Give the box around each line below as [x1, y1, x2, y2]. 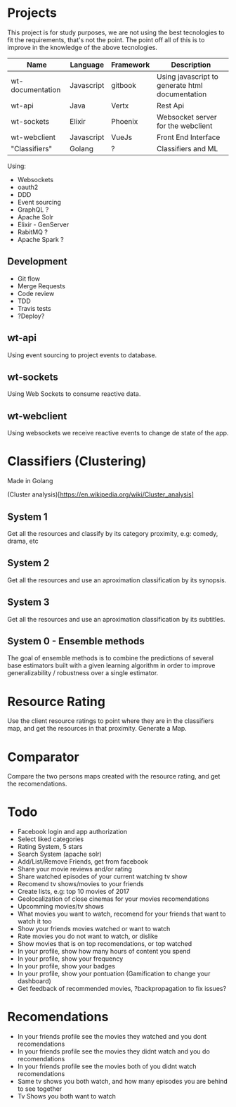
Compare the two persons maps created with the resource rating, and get [7, 772, 221, 781]
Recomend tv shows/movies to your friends [17, 880, 144, 888]
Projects [7, 5, 58, 21]
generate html [157, 80, 203, 90]
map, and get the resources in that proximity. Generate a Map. [7, 724, 188, 733]
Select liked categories [17, 835, 84, 843]
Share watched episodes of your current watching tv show [17, 872, 188, 881]
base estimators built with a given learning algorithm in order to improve [7, 661, 216, 670]
